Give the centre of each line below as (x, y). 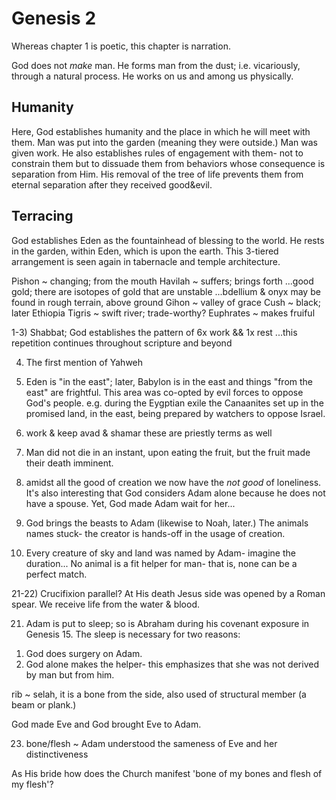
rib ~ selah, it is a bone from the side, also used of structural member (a (159, 694)
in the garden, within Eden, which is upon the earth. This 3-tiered (145, 251)
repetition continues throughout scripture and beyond (122, 343)
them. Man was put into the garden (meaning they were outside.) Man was (164, 142)
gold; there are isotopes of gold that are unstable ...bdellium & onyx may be (166, 291)
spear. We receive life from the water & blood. (105, 604)
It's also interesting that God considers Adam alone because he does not (175, 493)
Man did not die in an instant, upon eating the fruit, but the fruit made (168, 452)
